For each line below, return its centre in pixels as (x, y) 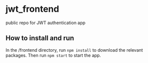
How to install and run (40, 38)
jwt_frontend (33, 9)
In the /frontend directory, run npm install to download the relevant (74, 50)
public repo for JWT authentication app (46, 23)
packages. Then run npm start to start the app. (53, 55)
